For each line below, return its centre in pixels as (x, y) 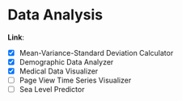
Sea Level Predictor (52, 90)
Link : (16, 37)
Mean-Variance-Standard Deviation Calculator (96, 53)
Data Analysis (55, 15)
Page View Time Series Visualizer (75, 80)
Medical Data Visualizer (59, 71)
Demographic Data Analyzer (66, 62)
